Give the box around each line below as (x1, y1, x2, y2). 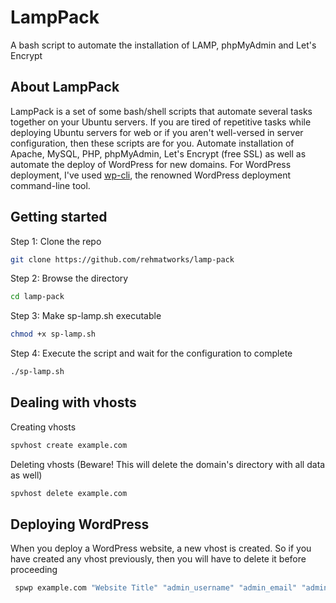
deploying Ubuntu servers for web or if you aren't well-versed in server (10, 126, 304, 138)
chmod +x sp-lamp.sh (10, 329, 97, 340)
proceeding (10, 564, 58, 576)
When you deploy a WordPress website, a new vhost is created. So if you (10, 542, 312, 555)
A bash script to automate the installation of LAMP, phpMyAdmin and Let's (10, 39, 317, 51)
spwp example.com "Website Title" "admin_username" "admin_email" (14, 583, 298, 593)
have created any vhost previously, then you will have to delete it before (10, 553, 307, 565)
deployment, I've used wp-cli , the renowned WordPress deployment (10, 169, 292, 181)
